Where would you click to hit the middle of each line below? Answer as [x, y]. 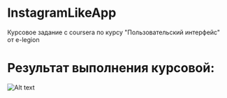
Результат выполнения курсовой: [111, 68]
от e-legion [23, 39]
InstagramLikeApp [62, 13]
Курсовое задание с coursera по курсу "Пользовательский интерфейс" [114, 32]
